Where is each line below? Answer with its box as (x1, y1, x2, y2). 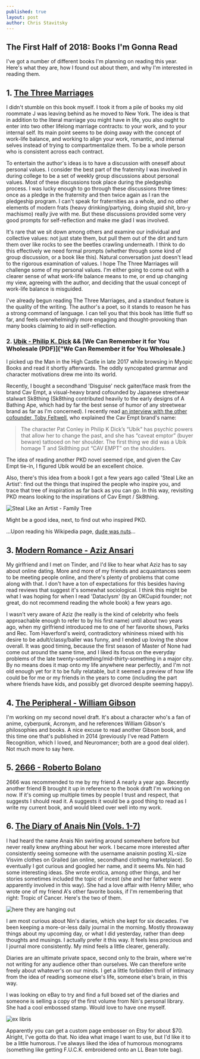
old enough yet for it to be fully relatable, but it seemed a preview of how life (6, 668, 193, 675)
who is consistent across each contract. (6, 148, 104, 155)
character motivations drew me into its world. (6, 371, 117, 378)
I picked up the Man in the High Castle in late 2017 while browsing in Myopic (6, 358, 193, 365)
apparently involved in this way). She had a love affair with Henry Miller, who (6, 881, 193, 888)
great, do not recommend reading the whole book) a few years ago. (6, 599, 173, 607)
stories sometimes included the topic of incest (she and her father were (6, 875, 182, 882)
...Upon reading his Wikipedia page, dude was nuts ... (6, 528, 136, 535)
